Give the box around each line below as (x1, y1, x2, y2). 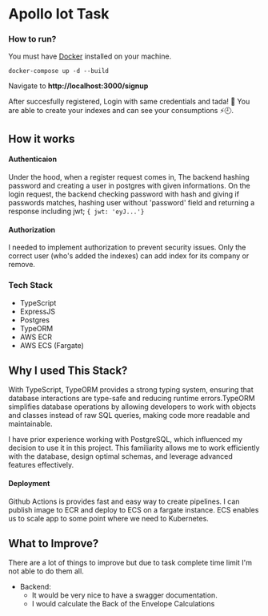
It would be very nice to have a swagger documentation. (31, 590, 218, 600)
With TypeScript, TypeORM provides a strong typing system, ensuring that (8, 385, 254, 395)
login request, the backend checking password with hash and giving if (8, 189, 240, 199)
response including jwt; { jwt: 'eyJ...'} (8, 206, 145, 217)
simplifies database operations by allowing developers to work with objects (8, 402, 257, 411)
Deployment (8, 478, 50, 488)
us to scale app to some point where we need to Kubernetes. (8, 513, 210, 523)
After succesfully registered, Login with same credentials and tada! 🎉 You (8, 97, 250, 107)
